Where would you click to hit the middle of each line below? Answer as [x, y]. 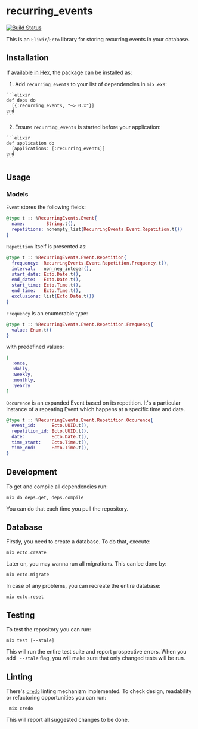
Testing [21, 615]
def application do [30, 143]
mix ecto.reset [25, 597]
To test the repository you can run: [49, 630]
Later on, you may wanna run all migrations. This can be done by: [86, 564]
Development [32, 472]
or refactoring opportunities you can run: [56, 697]
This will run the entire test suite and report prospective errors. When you [96, 652]
